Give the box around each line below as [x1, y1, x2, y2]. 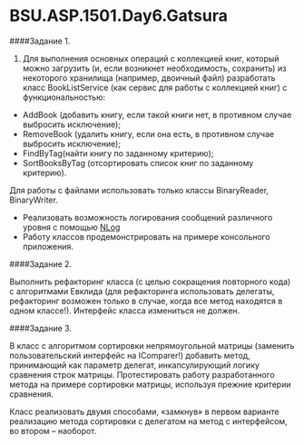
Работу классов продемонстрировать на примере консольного [22, 231, 270, 242]
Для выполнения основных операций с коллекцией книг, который [22, 53, 279, 64]
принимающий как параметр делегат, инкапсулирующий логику [9, 360, 260, 371]
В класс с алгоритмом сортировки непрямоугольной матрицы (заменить [9, 340, 295, 351]
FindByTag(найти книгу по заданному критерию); [22, 147, 214, 159]
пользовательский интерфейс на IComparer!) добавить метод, [9, 350, 251, 361]
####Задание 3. [9, 322, 73, 333]
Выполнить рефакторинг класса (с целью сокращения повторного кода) [9, 276, 291, 287]
